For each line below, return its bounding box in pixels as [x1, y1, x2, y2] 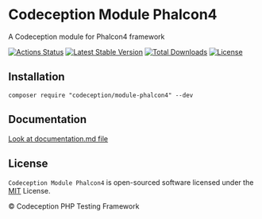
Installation [8, 70, 65, 84]
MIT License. [8, 186, 51, 196]
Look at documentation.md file [8, 133, 109, 144]
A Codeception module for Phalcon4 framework [8, 32, 165, 41]
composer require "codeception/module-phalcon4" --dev [8, 91, 194, 99]
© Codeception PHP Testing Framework [8, 202, 140, 211]
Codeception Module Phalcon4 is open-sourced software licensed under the [8, 178, 254, 187]
